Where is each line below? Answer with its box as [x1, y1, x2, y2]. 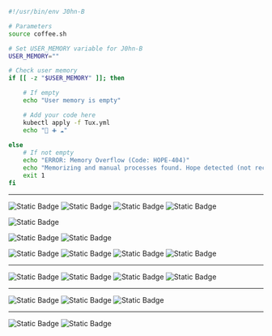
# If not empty [23, 149, 74, 157]
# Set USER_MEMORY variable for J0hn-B [8, 45, 143, 53]
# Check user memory [8, 67, 79, 75]
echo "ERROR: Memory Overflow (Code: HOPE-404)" [23, 157, 190, 165]
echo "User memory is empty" [23, 97, 121, 105]
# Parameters [8, 22, 53, 30]
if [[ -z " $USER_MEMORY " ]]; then [8, 74, 125, 83]
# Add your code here [23, 110, 96, 119]
